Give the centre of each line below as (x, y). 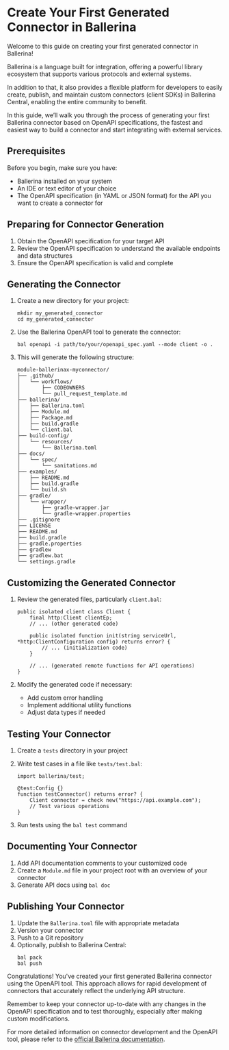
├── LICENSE (34, 526)
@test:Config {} (40, 788)
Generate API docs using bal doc (64, 885)
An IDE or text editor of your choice (67, 188)
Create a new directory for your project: (73, 301)
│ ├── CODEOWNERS (51, 388)
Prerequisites (36, 151)
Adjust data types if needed (66, 712)
